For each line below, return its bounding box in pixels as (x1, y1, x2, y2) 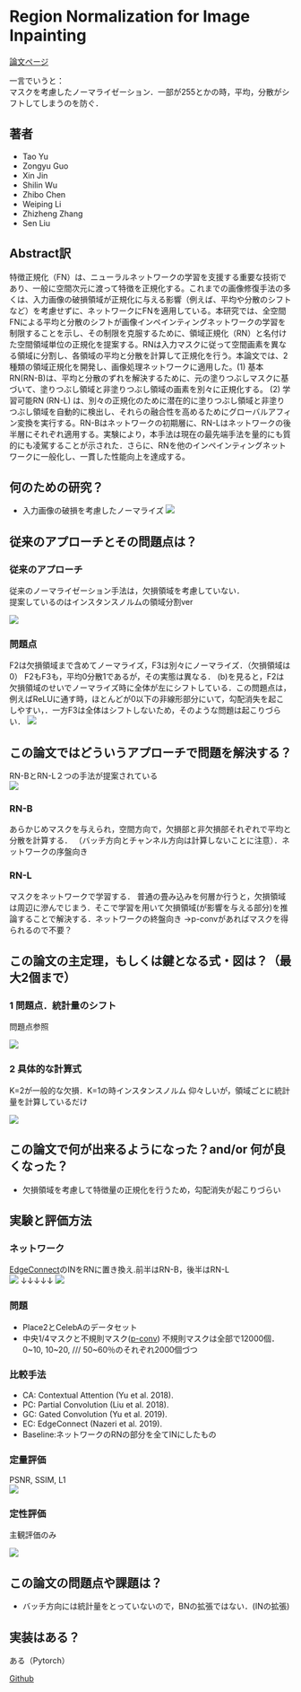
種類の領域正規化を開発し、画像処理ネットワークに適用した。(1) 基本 (9, 361, 264, 372)
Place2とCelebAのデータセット (21, 1321, 138, 1332)
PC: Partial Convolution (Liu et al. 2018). (21, 1398, 169, 1410)
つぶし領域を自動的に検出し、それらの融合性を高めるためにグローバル (9, 406, 269, 416)
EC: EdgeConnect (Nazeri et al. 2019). (21, 1418, 163, 1429)
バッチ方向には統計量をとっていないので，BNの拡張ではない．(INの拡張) (21, 1600, 290, 1612)
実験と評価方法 (9, 1213, 92, 1228)
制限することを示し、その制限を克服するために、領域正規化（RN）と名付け (9, 328, 288, 338)
